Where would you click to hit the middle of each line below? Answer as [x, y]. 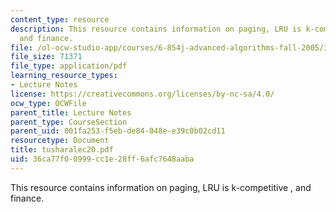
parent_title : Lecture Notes [71, 112]
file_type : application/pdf [69, 66]
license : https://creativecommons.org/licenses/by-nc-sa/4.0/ [142, 94]
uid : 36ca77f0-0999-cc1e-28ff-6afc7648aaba [102, 159]
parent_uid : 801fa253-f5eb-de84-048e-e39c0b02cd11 [118, 131]
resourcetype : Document [60, 141]
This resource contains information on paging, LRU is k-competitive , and [161, 187]
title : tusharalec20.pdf [62, 150]
